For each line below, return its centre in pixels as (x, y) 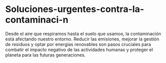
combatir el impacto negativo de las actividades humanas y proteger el (79, 49)
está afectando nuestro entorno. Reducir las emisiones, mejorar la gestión (82, 39)
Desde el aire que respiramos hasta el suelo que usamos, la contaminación (83, 33)
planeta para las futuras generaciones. (46, 55)
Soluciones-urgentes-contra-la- (75, 9)
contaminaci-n (37, 20)
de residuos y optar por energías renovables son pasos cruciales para (78, 44)
